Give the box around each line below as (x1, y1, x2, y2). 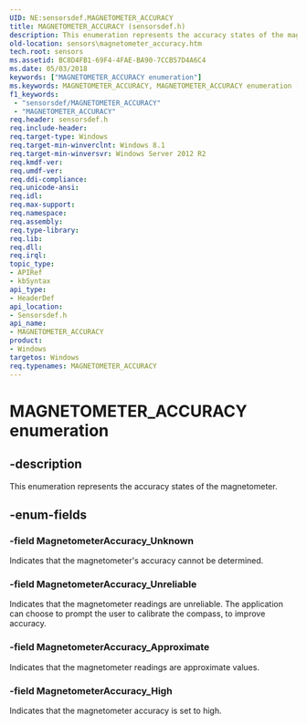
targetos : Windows (9, 352, 79, 362)
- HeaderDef (9, 293, 55, 302)
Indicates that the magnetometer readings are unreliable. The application (9, 599, 284, 610)
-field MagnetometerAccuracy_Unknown (9, 534, 195, 547)
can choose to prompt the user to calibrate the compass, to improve (9, 608, 266, 619)
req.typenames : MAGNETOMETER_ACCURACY (9, 362, 157, 371)
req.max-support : (9, 200, 76, 210)
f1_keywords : (9, 89, 59, 99)
